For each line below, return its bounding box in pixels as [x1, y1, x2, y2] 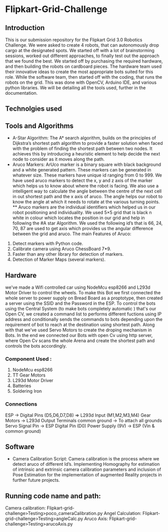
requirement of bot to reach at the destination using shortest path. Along [5, 322, 155, 328]
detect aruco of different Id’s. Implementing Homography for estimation [12, 461, 160, 467]
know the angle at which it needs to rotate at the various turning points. [12, 199, 160, 205]
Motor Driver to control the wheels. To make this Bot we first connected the [5, 290, 161, 296]
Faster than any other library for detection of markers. [12, 251, 124, 257]
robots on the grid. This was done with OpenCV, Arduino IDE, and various [5, 79, 157, 85]
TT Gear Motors [12, 372, 46, 378]
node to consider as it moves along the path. [12, 156, 105, 162]
